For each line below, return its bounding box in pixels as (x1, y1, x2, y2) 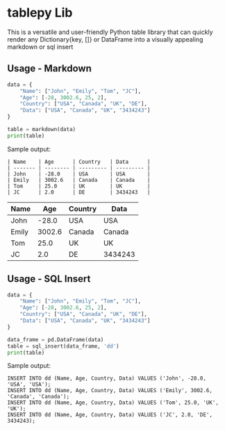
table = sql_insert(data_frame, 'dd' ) (7, 342, 119, 350)
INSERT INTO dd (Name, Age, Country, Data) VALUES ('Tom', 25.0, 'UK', (7, 399, 219, 407)
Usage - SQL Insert (7, 273, 91, 285)
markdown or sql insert (7, 42, 74, 51)
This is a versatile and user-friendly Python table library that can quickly (7, 28, 213, 36)
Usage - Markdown (7, 62, 92, 74)
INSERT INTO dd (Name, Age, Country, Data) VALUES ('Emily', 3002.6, (7, 387, 213, 394)
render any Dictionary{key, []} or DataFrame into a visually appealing (7, 35, 203, 43)
